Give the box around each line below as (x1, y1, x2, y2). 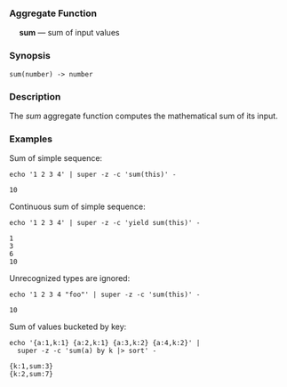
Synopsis (9, 50, 51, 62)
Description (9, 90, 61, 102)
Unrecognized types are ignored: (9, 273, 131, 284)
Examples (9, 133, 53, 145)
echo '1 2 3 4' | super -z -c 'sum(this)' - (9, 170, 177, 180)
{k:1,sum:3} (9, 362, 53, 371)
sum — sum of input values (19, 28, 120, 38)
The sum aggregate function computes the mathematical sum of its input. (9, 110, 278, 121)
